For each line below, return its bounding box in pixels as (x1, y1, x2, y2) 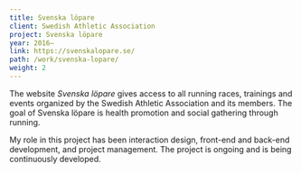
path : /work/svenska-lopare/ (9, 55, 119, 64)
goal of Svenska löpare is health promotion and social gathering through (9, 107, 278, 118)
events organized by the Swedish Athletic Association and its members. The (9, 97, 293, 108)
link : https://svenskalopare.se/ (9, 47, 136, 56)
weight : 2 (9, 64, 47, 73)
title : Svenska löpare (9, 13, 95, 23)
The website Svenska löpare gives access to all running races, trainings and (9, 87, 293, 99)
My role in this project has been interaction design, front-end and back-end (9, 134, 290, 145)
